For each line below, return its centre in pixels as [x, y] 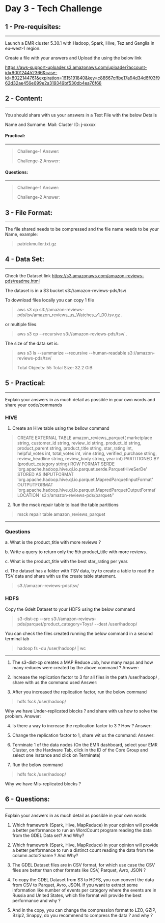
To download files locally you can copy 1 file [50, 300]
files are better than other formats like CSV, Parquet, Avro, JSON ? [79, 870]
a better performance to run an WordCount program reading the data [82, 830]
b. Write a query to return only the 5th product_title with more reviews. [76, 552]
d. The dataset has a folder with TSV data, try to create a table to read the [80, 571]
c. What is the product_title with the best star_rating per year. [67, 562]
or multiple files [21, 324]
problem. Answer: [23, 716]
